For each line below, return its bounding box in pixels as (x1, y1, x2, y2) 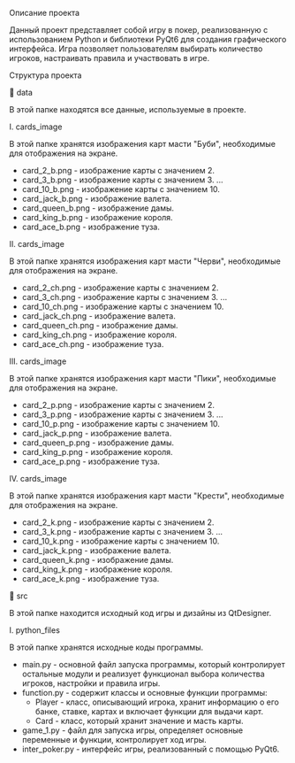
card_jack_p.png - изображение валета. (21, 428, 172, 438)
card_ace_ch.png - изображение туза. (21, 339, 164, 349)
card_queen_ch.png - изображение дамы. (21, 320, 178, 330)
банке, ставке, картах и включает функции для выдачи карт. (34, 706, 263, 716)
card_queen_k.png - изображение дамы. (21, 555, 174, 565)
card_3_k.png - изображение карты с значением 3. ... (21, 527, 223, 536)
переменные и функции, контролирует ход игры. (21, 735, 208, 744)
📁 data (9, 88, 34, 97)
